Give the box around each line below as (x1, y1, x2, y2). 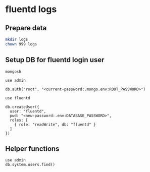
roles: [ (10, 118, 28, 123)
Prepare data (5, 24, 47, 32)
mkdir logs (5, 37, 28, 42)
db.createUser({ (5, 104, 39, 109)
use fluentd (5, 95, 30, 100)
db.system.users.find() (5, 162, 56, 167)
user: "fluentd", (10, 108, 46, 114)
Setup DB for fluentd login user (5, 55, 105, 64)
